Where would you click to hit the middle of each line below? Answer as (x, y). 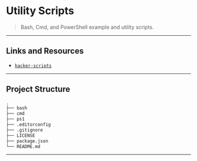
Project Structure (38, 89)
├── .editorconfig (28, 125)
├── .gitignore (25, 130)
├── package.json (27, 141)
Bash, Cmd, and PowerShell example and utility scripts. (87, 27)
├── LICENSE (21, 135)
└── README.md (23, 146)
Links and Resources (45, 51)
